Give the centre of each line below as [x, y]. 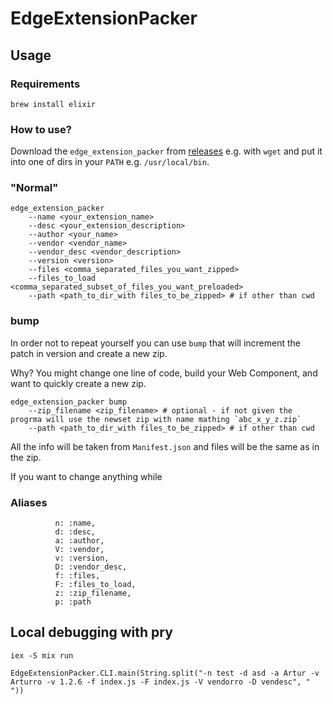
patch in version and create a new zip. [89, 353]
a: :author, [79, 541]
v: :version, [82, 558]
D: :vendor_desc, [91, 567]
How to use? [41, 129]
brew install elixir [53, 104]
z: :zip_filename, [93, 593]
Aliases [29, 502]
